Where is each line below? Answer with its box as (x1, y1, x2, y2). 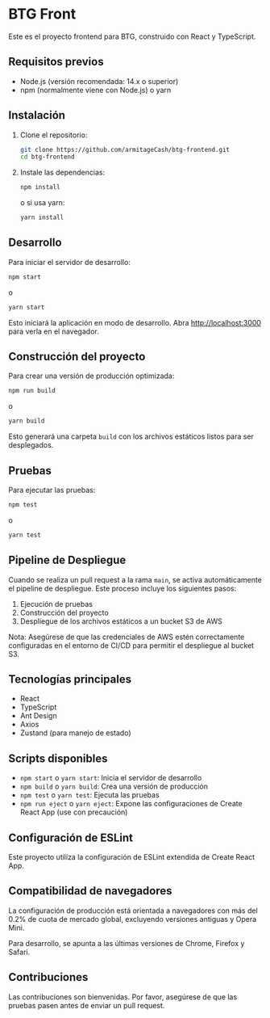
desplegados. (8, 440, 54, 450)
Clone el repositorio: (19, 130, 88, 140)
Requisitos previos (8, 55, 104, 69)
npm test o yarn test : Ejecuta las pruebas (19, 790, 160, 800)
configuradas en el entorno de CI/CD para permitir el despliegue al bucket (8, 640, 255, 650)
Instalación (8, 108, 66, 122)
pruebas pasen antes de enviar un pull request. (8, 1000, 165, 1010)
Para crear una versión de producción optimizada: (8, 371, 175, 381)
